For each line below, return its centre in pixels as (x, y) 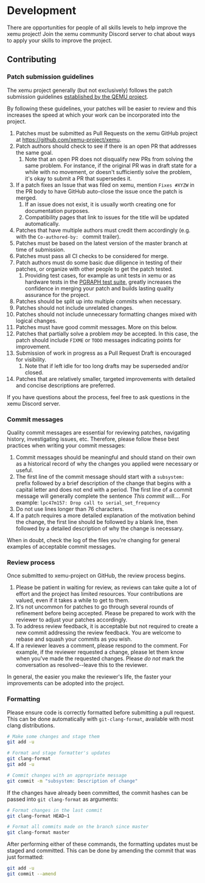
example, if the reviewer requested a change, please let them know (100, 652)
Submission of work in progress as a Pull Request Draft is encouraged (103, 353)
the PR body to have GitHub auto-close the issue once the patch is (99, 191)
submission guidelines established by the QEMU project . (78, 96)
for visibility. (31, 359)
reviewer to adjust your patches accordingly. (71, 620)
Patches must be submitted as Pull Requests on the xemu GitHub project (107, 133)
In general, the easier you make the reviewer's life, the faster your (89, 677)
